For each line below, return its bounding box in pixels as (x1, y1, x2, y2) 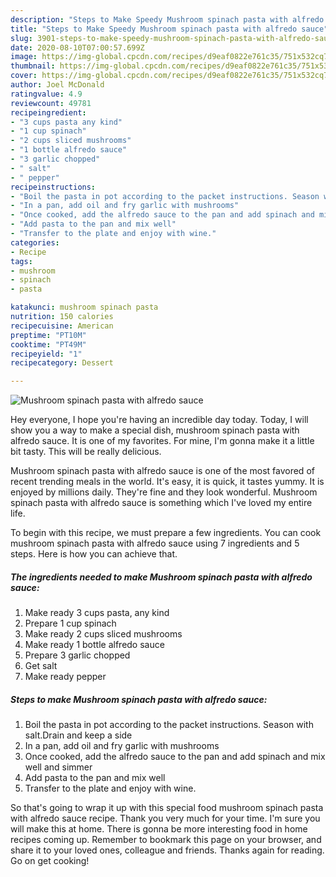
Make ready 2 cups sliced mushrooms (24, 628, 183, 640)
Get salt (24, 660, 58, 672)
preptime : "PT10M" (10, 330, 87, 340)
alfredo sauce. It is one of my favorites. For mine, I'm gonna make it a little (10, 435, 315, 447)
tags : (10, 256, 33, 266)
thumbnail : (10, 61, 56, 71)
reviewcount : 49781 (10, 98, 92, 108)
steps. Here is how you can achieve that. (10, 548, 178, 560)
